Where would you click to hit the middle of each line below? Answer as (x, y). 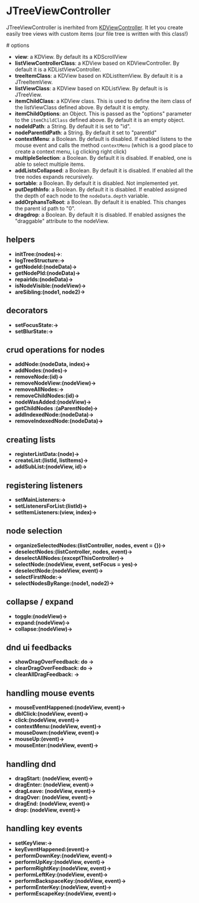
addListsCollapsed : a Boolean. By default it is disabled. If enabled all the (104, 170)
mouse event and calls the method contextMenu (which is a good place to (104, 145)
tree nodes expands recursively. (54, 177)
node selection (34, 531)
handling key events (44, 828)
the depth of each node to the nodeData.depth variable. (82, 196)
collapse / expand (40, 602)
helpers (21, 240)
